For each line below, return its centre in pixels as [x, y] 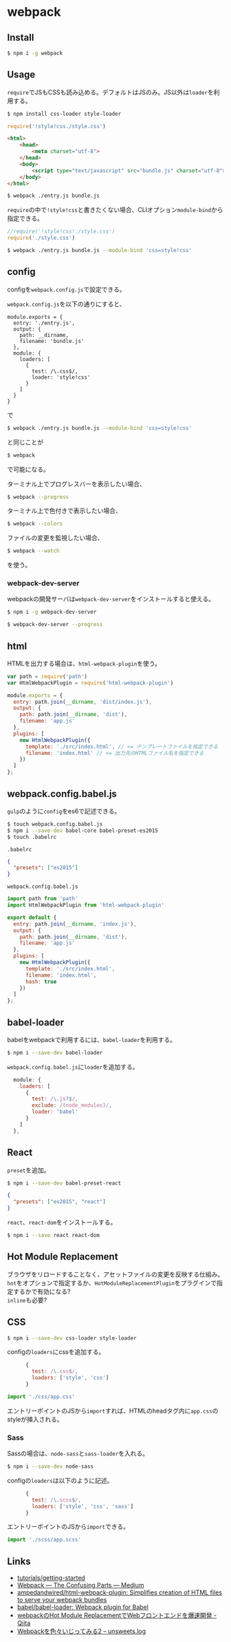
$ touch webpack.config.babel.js [55, 824]
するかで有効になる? [42, 1291]
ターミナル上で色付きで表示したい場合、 [64, 511]
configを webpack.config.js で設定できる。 [66, 289]
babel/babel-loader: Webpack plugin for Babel [83, 1607]
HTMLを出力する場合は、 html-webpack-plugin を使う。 [84, 663]
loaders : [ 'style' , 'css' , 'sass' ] [83, 1506]
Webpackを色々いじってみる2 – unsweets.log [81, 1631]
